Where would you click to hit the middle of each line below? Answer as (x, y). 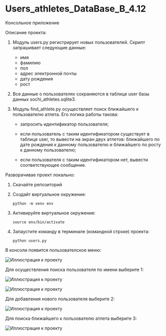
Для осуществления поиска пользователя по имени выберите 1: (74, 270)
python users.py (29, 241)
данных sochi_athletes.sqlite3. (44, 99)
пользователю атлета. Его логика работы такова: (65, 114)
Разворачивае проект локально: (40, 175)
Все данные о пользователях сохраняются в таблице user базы (81, 94)
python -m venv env (33, 204)
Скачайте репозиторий (37, 184)
